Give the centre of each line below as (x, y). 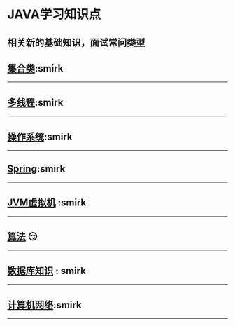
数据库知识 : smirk (47, 271)
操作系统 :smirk (40, 136)
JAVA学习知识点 (54, 14)
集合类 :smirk (35, 68)
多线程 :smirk (35, 102)
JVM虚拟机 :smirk (47, 203)
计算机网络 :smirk (44, 305)
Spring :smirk (36, 169)
